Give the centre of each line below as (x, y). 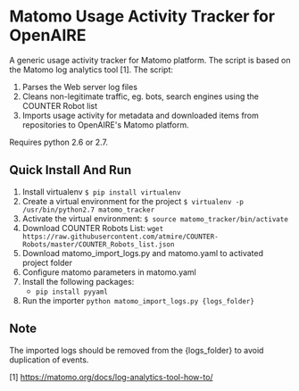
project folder (47, 262)
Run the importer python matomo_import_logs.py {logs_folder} (138, 300)
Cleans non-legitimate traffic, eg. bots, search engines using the (140, 96)
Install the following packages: (78, 281)
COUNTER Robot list (60, 105)
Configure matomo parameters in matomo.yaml (109, 272)
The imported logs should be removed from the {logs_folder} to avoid (137, 350)
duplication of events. (49, 360)
